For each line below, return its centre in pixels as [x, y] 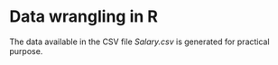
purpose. [26, 51]
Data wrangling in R [83, 17]
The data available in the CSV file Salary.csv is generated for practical [139, 42]
